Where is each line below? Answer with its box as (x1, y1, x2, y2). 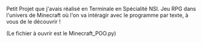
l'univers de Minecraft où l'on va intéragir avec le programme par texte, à (6, 12, 189, 19)
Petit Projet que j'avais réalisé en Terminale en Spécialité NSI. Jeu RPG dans (6, 5, 196, 12)
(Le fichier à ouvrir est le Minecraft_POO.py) (6, 30, 116, 37)
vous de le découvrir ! (6, 18, 61, 25)
